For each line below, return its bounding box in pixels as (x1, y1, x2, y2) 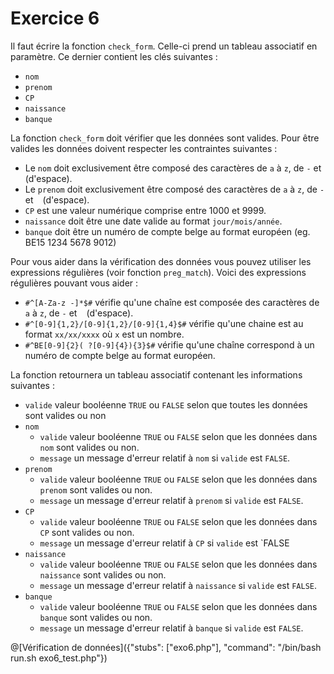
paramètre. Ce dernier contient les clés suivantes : (10, 50, 218, 62)
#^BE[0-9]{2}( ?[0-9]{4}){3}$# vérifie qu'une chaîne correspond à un (24, 338, 315, 351)
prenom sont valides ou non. (39, 483, 153, 496)
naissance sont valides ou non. (39, 568, 167, 581)
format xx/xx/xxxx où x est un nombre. (24, 328, 185, 340)
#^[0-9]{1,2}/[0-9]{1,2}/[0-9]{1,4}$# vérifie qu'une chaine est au (24, 317, 304, 329)
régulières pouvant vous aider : (10, 277, 139, 289)
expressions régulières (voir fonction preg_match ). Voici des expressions (10, 266, 307, 278)
